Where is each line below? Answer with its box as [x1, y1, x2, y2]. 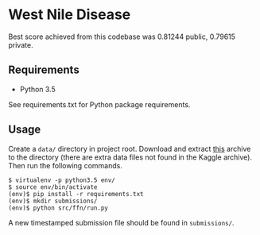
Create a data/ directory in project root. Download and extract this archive [8, 144, 251, 153]
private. [8, 40, 33, 49]
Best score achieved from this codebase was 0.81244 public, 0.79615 [8, 32, 236, 41]
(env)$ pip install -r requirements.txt [8, 190, 145, 198]
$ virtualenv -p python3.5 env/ [8, 176, 115, 184]
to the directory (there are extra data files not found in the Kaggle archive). [8, 152, 253, 162]
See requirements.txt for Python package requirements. [8, 99, 191, 109]
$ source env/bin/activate [8, 183, 98, 191]
